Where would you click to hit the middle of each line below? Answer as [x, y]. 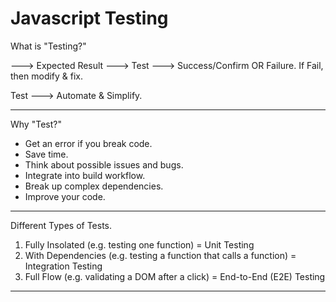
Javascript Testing [89, 18]
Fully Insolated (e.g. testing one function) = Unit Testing [139, 244]
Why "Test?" [36, 124]
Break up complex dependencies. [94, 186]
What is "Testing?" [48, 46]
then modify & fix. [47, 76]
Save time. [46, 154]
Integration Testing [63, 266]
